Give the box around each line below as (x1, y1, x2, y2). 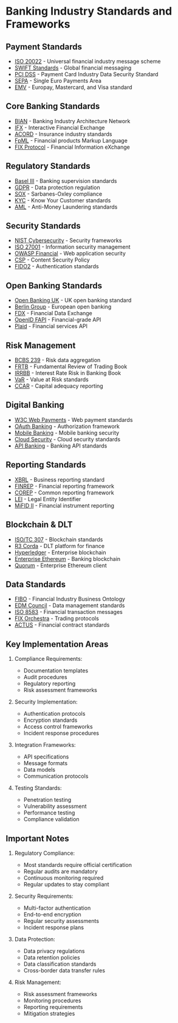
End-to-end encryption (23, 910, 81, 918)
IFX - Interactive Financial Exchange (14, 124, 105, 131)
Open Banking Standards (5, 280, 103, 291)
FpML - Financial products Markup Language (14, 137, 128, 144)
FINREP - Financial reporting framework (14, 482, 115, 490)
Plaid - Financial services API (14, 323, 88, 330)
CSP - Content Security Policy (14, 256, 91, 263)
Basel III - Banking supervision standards (14, 177, 117, 184)
